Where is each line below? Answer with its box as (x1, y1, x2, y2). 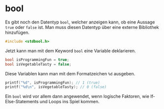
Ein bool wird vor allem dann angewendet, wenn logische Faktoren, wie (5, 93, 149, 99)
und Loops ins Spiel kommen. (39, 99, 100, 105)
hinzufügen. (5, 29, 30, 35)
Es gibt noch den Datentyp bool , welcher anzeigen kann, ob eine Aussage (5, 19, 155, 25)
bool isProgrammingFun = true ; (5, 57, 69, 62)
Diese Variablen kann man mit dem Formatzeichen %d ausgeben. (5, 70, 135, 76)
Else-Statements (5, 99, 39, 105)
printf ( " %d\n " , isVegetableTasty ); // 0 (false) (5, 85, 107, 89)
